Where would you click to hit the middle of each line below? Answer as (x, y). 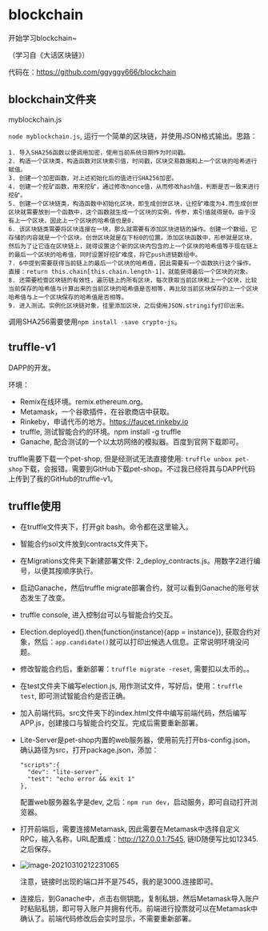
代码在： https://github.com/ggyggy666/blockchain (92, 72)
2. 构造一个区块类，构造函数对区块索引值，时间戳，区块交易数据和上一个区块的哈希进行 (133, 161)
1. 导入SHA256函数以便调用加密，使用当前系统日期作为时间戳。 (99, 152)
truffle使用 (35, 506)
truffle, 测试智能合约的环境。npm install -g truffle (100, 431)
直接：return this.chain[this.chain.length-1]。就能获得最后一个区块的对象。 (130, 271)
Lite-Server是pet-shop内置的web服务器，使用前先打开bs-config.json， (137, 740)
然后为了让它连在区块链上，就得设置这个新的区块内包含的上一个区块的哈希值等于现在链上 (133, 246)
